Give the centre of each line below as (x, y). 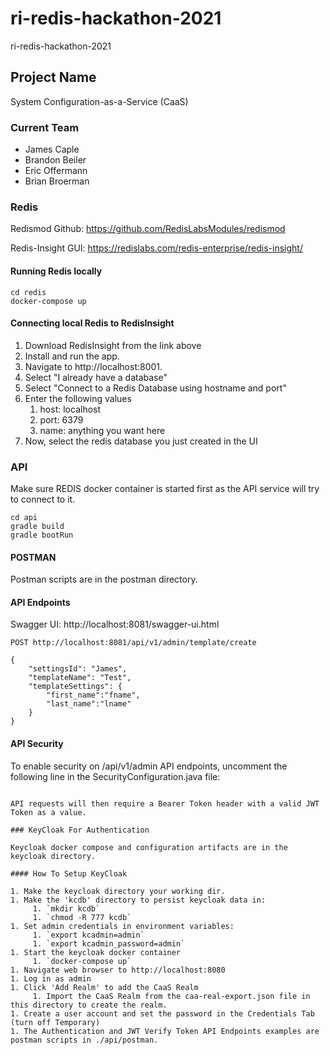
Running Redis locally (56, 271)
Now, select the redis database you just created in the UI (141, 441)
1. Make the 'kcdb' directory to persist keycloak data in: (138, 900)
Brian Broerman (57, 181)
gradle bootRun (42, 535)
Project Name (53, 77)
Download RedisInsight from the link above (113, 345)
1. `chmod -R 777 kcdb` (82, 917)
